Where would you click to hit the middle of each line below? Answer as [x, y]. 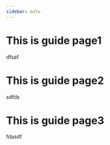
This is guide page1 [54, 40]
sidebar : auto [24, 11]
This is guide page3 [55, 120]
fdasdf [14, 137]
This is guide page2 [55, 80]
